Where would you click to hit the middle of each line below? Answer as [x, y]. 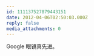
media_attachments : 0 [34, 29]
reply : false [23, 23]
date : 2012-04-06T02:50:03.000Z [47, 17]
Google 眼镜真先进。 [32, 46]
